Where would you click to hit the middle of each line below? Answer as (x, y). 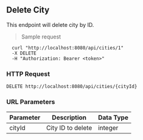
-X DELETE (24, 53)
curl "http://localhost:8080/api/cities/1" (68, 48)
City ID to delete (69, 128)
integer (108, 128)
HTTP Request (28, 74)
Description (69, 117)
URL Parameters (31, 102)
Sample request (41, 37)
